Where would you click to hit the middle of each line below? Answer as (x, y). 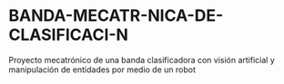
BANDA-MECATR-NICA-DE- (116, 16)
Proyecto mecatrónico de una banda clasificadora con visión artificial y (142, 60)
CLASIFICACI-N (69, 35)
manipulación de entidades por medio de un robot (102, 70)
